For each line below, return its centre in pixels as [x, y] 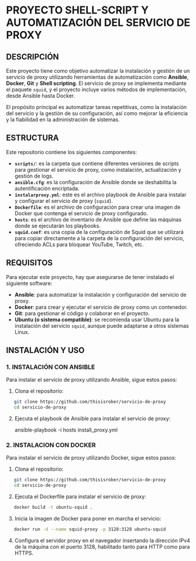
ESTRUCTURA [32, 138]
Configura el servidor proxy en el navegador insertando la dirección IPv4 [102, 540]
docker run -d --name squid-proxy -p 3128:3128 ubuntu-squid [90, 529]
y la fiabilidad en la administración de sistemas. [63, 120]
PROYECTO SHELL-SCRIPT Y [78, 10]
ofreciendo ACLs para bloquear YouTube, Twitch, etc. [79, 244]
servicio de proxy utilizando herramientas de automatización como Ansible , [97, 77]
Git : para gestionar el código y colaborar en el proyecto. [82, 313]
